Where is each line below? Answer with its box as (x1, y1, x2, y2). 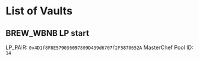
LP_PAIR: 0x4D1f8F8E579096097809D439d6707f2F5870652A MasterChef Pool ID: (5, 44, 194, 51)
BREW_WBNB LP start (5, 28, 90, 38)
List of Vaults (5, 4, 73, 18)
